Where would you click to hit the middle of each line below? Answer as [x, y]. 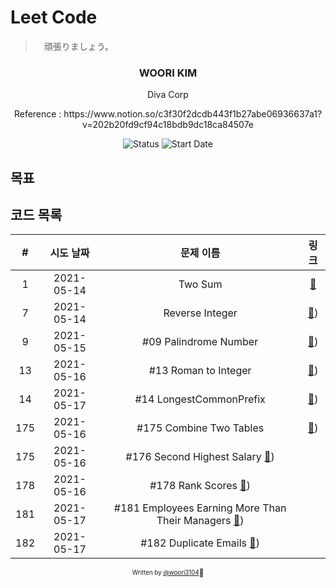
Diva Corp [168, 95]
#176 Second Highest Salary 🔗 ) [200, 457]
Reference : [37, 114]
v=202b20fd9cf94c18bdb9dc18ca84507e [168, 125]
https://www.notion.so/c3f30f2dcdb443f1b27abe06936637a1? [193, 114]
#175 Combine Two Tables [200, 428]
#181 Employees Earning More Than [200, 508]
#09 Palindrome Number [200, 342]
